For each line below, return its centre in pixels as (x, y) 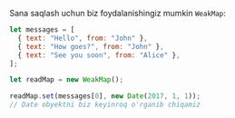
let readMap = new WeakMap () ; (67, 80)
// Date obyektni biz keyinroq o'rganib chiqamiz (105, 105)
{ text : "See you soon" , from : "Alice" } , (99, 55)
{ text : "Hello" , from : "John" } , (83, 38)
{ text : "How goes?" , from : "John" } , (91, 46)
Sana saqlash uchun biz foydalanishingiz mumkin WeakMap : (118, 13)
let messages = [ (42, 30)
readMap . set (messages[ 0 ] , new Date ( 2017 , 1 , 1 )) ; (105, 96)
